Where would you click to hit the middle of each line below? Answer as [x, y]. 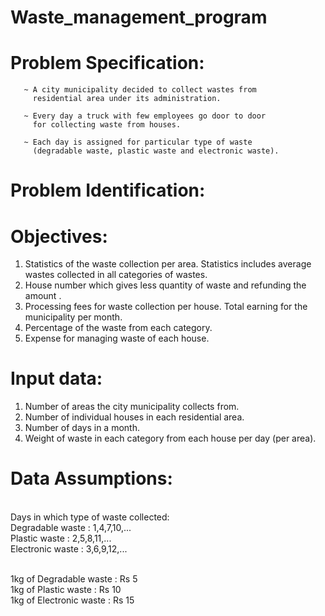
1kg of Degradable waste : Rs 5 [74, 579]
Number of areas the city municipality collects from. [132, 407]
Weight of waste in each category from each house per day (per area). [170, 438]
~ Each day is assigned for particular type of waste [138, 142]
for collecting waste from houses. [107, 125]
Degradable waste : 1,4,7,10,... [71, 528]
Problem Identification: [108, 190]
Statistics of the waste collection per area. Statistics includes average [168, 264]
